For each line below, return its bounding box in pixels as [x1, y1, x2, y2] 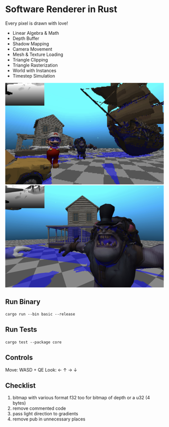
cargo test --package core [5, 339, 62, 345]
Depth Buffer [12, 35, 39, 41]
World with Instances [12, 67, 57, 74]
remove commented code [12, 405, 66, 411]
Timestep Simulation [12, 73, 55, 79]
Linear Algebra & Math [12, 30, 59, 36]
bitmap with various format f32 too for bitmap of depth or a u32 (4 [12, 395, 150, 401]
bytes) [12, 400, 26, 406]
